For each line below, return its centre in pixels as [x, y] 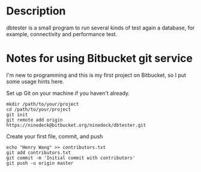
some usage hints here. [35, 81]
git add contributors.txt [38, 152]
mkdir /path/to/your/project [43, 104]
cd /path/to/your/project [38, 109]
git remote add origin [34, 120]
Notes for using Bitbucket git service [100, 59]
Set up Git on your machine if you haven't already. [68, 93]
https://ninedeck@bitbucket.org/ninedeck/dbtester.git [76, 125]
